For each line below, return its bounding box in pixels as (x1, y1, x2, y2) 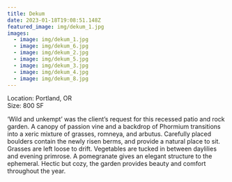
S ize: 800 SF (7, 102, 44, 110)
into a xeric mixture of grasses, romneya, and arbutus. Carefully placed (7, 130, 212, 138)
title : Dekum (7, 10, 45, 17)
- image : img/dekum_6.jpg (13, 43, 89, 50)
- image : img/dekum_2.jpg (13, 50, 89, 56)
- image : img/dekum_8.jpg (13, 75, 89, 82)
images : (7, 29, 30, 37)
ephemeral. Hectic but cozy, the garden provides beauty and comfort (7, 160, 206, 168)
